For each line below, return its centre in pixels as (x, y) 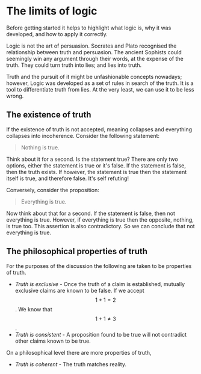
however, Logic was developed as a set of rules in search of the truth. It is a (100, 83)
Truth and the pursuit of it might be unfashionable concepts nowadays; (94, 76)
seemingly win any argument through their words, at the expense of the (95, 58)
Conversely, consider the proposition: (53, 190)
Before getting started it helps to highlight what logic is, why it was (89, 28)
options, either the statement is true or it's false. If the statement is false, (96, 165)
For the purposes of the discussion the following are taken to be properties (99, 266)
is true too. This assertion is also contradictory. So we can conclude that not (100, 226)
